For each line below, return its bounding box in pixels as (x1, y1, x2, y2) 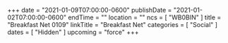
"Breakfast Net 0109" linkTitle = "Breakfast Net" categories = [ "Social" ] (7, 21, 217, 28)
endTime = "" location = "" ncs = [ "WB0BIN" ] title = (68, 13, 222, 21)
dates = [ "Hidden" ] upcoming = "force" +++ (7, 28, 139, 36)
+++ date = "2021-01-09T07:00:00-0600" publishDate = (7, 6, 172, 14)
